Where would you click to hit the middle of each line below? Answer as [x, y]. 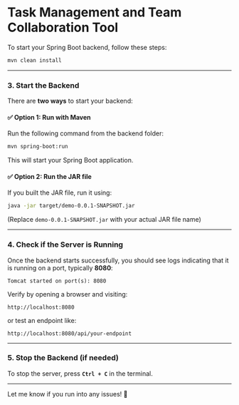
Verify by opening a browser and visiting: [68, 294]
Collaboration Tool [63, 27]
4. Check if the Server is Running [65, 245]
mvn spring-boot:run [38, 147]
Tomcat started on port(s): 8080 [57, 281]
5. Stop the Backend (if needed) [63, 358]
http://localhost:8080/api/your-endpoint [70, 333]
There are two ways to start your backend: [70, 101]
